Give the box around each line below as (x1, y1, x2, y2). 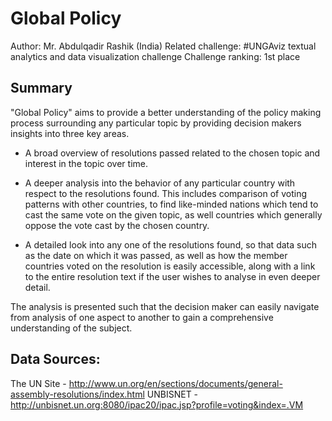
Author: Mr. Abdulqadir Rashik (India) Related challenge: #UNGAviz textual (10, 40, 317, 52)
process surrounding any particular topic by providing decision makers (10, 117, 302, 129)
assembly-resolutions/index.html (10, 388, 145, 400)
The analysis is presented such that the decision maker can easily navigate (10, 300, 320, 312)
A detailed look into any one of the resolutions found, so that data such (24, 238, 317, 251)
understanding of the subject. (10, 322, 133, 334)
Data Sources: (10, 351, 101, 368)
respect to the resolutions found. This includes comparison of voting (24, 187, 308, 199)
